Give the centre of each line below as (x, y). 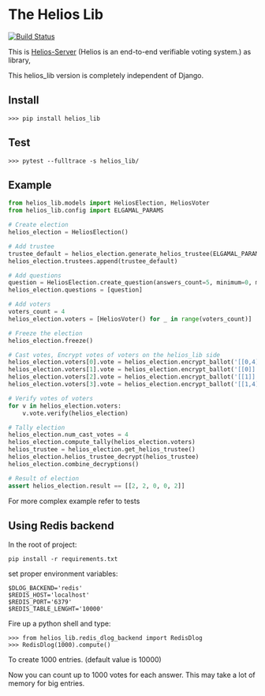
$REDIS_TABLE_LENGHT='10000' (56, 609)
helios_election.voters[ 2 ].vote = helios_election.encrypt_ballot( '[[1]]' (134, 377)
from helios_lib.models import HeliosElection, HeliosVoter (109, 203)
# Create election (38, 225)
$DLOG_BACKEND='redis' (45, 589)
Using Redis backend (61, 526)
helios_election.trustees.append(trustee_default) (93, 261)
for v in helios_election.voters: (65, 406)
